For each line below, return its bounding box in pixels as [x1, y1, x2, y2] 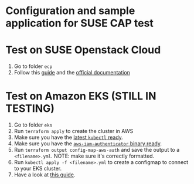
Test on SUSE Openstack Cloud [5, 43, 161, 57]
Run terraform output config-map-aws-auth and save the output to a [13, 146, 180, 154]
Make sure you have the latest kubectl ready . [13, 134, 124, 141]
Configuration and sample [5, 4, 135, 18]
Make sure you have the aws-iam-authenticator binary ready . [13, 140, 162, 147]
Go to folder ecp [13, 63, 53, 70]
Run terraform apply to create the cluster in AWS [13, 128, 134, 135]
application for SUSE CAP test [5, 16, 154, 30]
